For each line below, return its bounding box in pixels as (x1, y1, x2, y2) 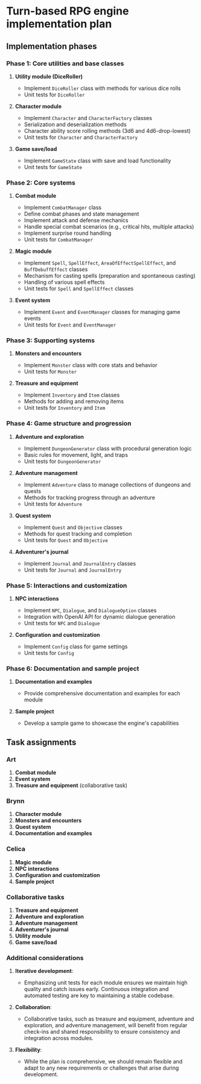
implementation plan (6, 17, 112, 31)
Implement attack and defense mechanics (24, 217, 129, 224)
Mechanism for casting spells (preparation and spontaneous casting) (24, 272, 196, 279)
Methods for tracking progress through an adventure (24, 494, 156, 501)
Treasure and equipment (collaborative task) (14, 782, 128, 789)
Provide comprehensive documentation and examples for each (24, 690, 180, 697)
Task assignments (6, 737, 77, 747)
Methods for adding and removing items (24, 398, 124, 405)
